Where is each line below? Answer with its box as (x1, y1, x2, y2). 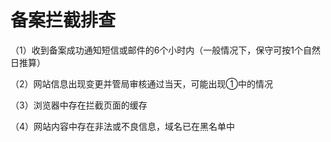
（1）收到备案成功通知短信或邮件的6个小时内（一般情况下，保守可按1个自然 (10, 44, 322, 56)
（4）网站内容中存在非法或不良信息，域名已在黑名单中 (10, 120, 236, 132)
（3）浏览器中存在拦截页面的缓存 (10, 99, 148, 111)
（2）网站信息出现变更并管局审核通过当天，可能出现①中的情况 (10, 77, 273, 90)
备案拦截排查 (10, 9, 117, 32)
